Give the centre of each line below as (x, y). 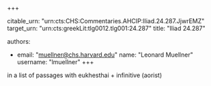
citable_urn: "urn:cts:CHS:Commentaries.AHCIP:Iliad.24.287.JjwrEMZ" (106, 21)
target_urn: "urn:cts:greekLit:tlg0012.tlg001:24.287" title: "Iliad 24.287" (107, 28)
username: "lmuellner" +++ (55, 62)
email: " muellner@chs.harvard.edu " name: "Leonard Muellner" (105, 55)
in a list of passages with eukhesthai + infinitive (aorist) (85, 75)
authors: (19, 41)
